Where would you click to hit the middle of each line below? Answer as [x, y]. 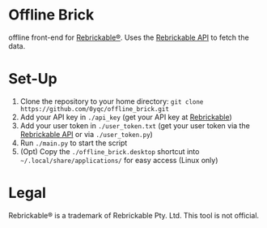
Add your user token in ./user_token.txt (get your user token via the [135, 125]
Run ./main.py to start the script [74, 143]
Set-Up [33, 79]
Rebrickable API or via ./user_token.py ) [87, 134]
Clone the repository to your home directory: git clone [112, 101]
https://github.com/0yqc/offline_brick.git [95, 109]
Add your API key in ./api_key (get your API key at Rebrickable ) [126, 117]
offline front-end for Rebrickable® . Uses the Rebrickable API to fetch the [129, 37]
